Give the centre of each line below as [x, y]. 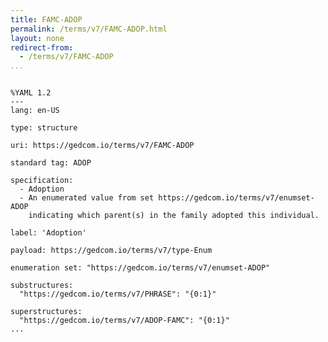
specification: [42, 181]
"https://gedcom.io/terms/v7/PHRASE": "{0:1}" [118, 294]
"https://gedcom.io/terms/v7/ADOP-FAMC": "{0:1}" [124, 321]
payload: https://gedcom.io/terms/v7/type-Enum [111, 251]
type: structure [44, 128]
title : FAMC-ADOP [46, 19]
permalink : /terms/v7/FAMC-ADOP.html [89, 29]
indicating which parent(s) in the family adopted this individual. [174, 216]
